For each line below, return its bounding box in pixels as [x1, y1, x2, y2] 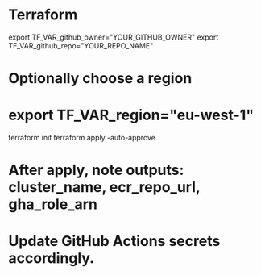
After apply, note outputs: [8, 161, 184, 179]
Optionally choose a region [8, 69, 193, 88]
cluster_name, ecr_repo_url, [8, 178, 201, 197]
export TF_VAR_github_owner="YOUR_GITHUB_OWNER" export [8, 32, 219, 42]
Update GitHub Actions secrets [8, 232, 221, 251]
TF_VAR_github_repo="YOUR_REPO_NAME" [8, 40, 154, 50]
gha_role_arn [8, 195, 98, 214]
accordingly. [8, 249, 95, 268]
